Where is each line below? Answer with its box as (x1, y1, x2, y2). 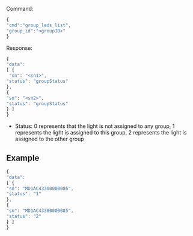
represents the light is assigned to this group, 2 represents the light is (14, 129, 187, 136)
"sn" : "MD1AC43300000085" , (6, 208, 74, 214)
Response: (6, 44, 33, 52)
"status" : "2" (6, 213, 42, 219)
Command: (6, 5, 34, 12)
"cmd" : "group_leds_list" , (6, 22, 71, 28)
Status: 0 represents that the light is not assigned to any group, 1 (14, 123, 175, 130)
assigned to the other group (14, 135, 84, 143)
